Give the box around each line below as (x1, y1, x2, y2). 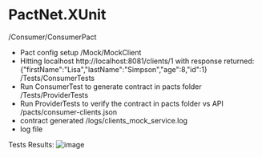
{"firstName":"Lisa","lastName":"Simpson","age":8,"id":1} (19, 64, 208, 74)
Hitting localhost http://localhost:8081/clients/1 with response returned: (19, 56, 255, 66)
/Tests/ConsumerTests (19, 73, 95, 83)
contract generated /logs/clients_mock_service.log (19, 115, 188, 125)
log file (19, 124, 43, 134)
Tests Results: (8, 139, 54, 149)
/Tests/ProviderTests (19, 90, 89, 99)
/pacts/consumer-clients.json (19, 107, 118, 117)
